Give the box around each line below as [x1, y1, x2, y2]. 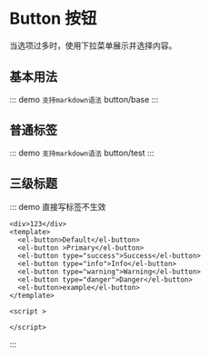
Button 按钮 [9, 8, 97, 29]
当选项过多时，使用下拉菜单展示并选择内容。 [9, 40, 177, 51]
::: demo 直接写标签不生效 [9, 202, 106, 213]
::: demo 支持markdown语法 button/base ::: [9, 94, 159, 104]
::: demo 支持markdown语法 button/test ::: [9, 147, 155, 158]
